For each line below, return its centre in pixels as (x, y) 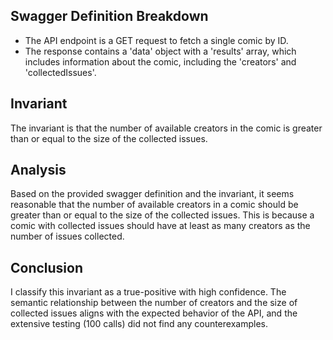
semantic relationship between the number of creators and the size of (154, 303)
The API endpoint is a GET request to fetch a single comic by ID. (156, 40)
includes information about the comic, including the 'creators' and (160, 61)
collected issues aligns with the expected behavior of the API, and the (154, 313)
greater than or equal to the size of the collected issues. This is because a (162, 215)
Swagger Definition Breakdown (109, 16)
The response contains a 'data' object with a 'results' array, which (160, 51)
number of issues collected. (67, 236)
